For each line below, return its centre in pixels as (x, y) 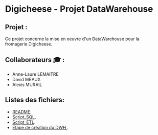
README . (22, 112)
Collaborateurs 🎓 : (35, 60)
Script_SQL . (24, 117)
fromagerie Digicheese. (29, 44)
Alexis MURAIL (27, 85)
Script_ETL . (24, 122)
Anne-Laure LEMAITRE (35, 74)
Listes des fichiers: (35, 100)
